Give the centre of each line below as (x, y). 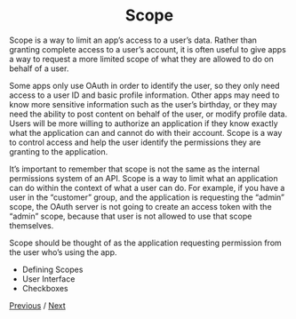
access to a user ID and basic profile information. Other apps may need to (144, 95)
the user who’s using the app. (63, 252)
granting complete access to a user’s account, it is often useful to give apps (148, 49)
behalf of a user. (39, 68)
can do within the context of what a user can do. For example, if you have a (147, 187)
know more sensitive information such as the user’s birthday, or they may (143, 104)
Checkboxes (45, 288)
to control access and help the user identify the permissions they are (135, 142)
